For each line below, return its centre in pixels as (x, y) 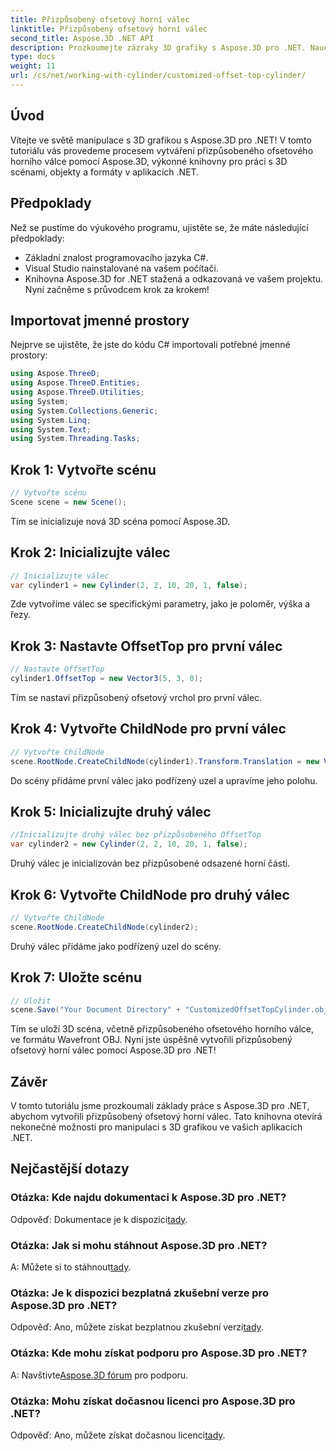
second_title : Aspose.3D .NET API (82, 38)
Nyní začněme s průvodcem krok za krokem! (117, 289)
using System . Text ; (51, 429)
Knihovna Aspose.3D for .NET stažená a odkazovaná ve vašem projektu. (174, 278)
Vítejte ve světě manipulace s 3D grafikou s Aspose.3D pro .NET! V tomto (161, 140)
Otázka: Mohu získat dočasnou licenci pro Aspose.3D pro (153, 1401)
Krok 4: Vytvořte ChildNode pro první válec (148, 729)
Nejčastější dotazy (70, 1169)
